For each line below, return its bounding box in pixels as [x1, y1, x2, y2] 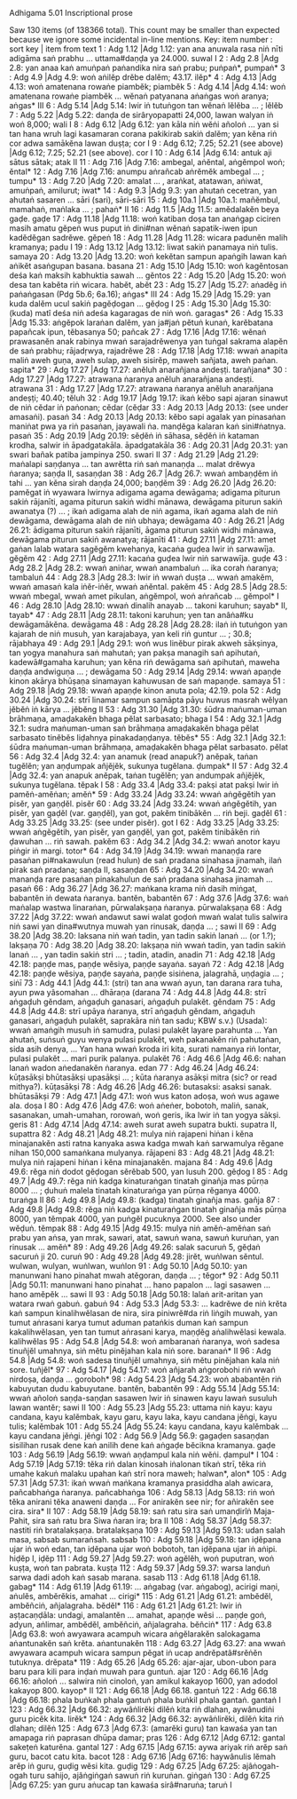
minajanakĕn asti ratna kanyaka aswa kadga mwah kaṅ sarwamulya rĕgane [9, 1138, 284, 1148]
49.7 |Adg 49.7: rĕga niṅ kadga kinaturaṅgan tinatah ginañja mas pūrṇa [9, 1176, 269, 1186]
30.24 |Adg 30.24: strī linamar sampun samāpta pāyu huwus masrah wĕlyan [9, 694, 288, 705]
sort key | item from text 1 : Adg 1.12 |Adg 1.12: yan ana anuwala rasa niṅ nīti [9, 44, 284, 54]
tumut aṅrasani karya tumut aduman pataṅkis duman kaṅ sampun [9, 1318, 248, 1327]
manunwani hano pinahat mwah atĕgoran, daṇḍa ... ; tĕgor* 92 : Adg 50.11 [9, 1270, 279, 1280]
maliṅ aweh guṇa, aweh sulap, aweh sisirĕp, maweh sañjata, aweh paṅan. [9, 355, 278, 365]
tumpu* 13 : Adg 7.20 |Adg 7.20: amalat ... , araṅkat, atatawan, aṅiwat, [9, 176, 263, 186]
